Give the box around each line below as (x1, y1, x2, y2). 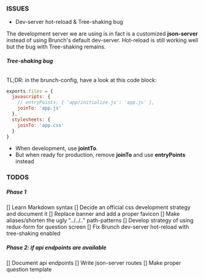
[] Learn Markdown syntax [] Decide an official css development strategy (6, 204, 191, 211)
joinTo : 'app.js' (17, 105, 62, 112)
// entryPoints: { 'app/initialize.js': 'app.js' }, (17, 99, 155, 105)
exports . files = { (6, 88, 53, 94)
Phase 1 (6, 188, 27, 196)
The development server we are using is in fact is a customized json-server (6, 30, 198, 37)
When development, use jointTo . (15, 145, 98, 152)
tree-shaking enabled (6, 230, 61, 237)
